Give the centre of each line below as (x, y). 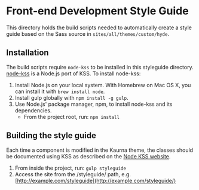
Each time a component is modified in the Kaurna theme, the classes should (99, 150)
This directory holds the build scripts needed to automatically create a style (99, 27)
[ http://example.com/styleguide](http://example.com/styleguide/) (95, 180)
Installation (27, 53)
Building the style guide (51, 136)
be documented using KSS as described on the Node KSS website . (88, 156)
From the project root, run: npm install (72, 117)
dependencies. (33, 110)
